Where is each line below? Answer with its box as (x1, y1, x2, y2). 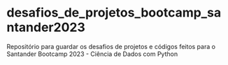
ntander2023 (6, 19, 85, 35)
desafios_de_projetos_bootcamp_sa (6, 5, 222, 21)
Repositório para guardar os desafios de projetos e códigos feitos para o (6, 42, 216, 50)
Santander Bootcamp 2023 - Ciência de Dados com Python (6, 50, 178, 58)
